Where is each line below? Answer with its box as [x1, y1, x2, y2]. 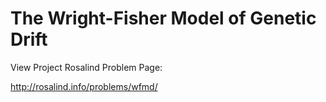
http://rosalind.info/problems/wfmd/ [10, 80, 158, 92]
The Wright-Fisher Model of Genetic [10, 7, 317, 30]
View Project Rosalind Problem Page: [10, 61, 163, 73]
